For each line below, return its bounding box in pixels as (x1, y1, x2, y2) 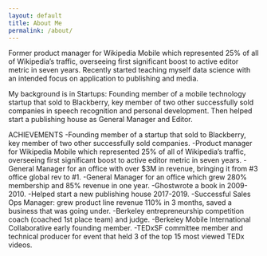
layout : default (8, 11, 62, 20)
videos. (8, 240, 33, 250)
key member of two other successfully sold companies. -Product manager (8, 139, 253, 148)
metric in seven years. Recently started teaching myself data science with (8, 65, 251, 75)
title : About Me (8, 19, 62, 27)
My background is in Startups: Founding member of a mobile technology (8, 89, 246, 99)
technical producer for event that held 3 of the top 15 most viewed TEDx (8, 232, 245, 242)
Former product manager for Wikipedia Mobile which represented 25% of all (8, 49, 259, 58)
